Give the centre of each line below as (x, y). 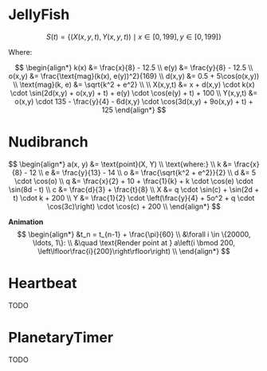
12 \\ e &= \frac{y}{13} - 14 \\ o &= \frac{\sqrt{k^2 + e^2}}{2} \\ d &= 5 (143, 172)
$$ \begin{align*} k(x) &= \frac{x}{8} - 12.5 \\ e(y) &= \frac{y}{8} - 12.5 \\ (134, 67)
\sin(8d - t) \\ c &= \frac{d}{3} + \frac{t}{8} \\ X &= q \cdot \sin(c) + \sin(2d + (134, 189)
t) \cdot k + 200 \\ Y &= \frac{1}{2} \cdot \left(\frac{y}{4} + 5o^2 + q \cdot (134, 197)
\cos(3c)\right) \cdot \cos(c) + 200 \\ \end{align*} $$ (134, 206)
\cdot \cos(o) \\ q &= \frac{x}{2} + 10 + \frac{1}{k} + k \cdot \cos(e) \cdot (134, 181)
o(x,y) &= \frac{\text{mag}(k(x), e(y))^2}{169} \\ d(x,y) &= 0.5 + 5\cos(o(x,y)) (134, 76)
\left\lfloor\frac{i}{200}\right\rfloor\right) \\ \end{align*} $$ (134, 251)
